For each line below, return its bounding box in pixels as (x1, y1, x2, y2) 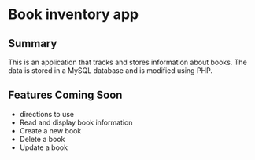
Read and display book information (19, 118, 133, 127)
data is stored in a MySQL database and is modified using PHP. (8, 66, 213, 75)
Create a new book (19, 125, 82, 135)
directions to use (19, 109, 75, 118)
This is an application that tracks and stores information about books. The (8, 57, 248, 67)
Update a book (19, 143, 68, 152)
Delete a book (19, 134, 65, 144)
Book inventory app (8, 5, 139, 24)
